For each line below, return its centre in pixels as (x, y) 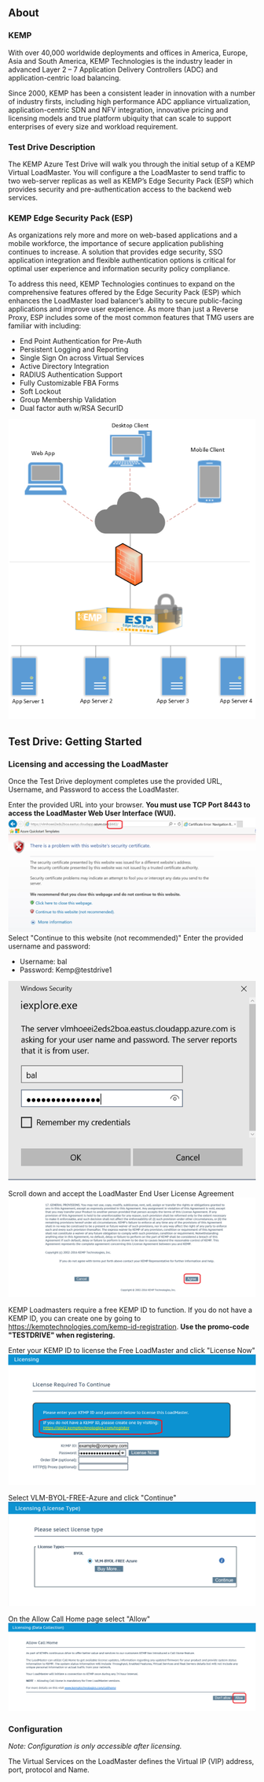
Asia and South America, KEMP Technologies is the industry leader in (121, 61)
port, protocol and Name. (49, 1769)
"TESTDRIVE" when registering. (62, 1335)
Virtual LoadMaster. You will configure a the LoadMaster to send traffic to (127, 172)
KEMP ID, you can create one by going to (75, 1318)
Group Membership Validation (68, 400)
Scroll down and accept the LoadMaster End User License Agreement (121, 1194)
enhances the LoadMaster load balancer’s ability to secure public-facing (125, 301)
